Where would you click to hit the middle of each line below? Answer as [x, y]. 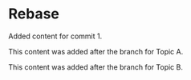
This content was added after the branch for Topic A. [96, 51]
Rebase [34, 14]
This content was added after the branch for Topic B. [95, 67]
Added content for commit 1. [55, 36]
